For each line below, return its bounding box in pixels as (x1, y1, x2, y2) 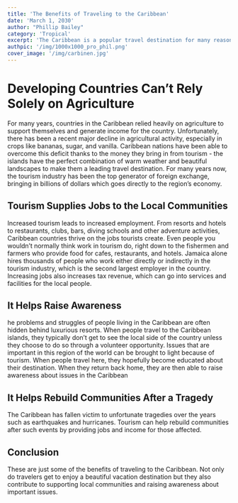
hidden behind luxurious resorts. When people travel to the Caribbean (7, 326, 211, 334)
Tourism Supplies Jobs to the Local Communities (7, 200, 228, 212)
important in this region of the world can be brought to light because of (7, 348, 215, 357)
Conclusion (7, 446, 59, 458)
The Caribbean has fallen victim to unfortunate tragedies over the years (7, 411, 216, 419)
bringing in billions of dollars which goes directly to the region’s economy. (7, 179, 222, 188)
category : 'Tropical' (7, 30, 72, 38)
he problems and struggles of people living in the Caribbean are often (7, 319, 210, 327)
